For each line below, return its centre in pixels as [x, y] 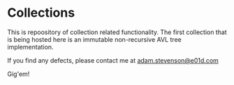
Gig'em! [19, 74]
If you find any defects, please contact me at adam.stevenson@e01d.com [113, 60]
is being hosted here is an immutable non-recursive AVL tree [94, 39]
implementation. [30, 47]
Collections [41, 13]
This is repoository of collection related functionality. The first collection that [117, 32]
